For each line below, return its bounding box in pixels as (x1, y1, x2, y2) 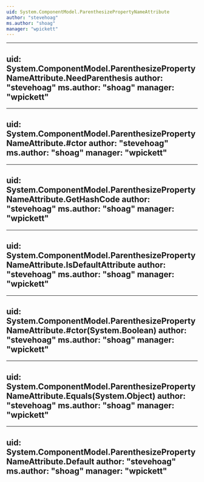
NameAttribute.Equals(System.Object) (6, 390, 156, 401)
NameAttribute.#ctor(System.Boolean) (6, 325, 157, 335)
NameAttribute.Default (6, 456, 95, 467)
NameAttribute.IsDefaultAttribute (6, 260, 136, 270)
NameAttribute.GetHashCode (6, 195, 120, 205)
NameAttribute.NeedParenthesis (6, 73, 134, 83)
